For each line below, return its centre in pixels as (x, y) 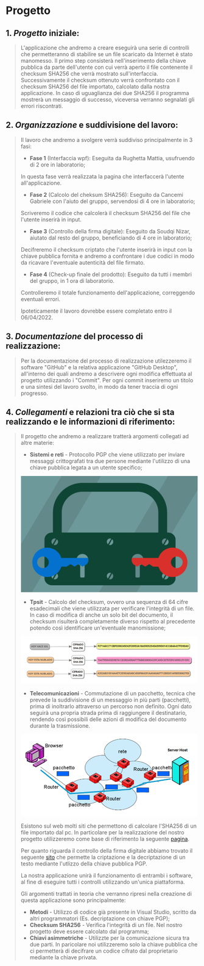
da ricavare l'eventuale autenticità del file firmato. (83, 262)
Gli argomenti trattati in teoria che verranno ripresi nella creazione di (106, 893)
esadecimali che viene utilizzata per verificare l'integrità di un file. (112, 609)
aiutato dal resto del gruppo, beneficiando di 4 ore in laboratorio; (111, 238)
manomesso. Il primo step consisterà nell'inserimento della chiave (103, 61)
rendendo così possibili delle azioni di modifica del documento (108, 719)
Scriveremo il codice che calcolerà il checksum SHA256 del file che (105, 213)
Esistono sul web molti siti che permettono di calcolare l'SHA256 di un (109, 826)
